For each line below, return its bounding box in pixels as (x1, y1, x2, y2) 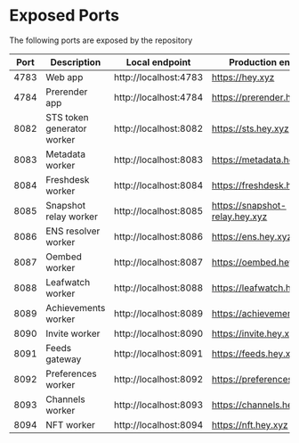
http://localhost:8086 (114, 230, 204, 242)
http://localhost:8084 (114, 179, 204, 192)
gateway (45, 353, 82, 365)
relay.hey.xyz (212, 210, 268, 223)
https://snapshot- (212, 199, 287, 211)
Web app (45, 70, 84, 83)
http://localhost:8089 (114, 307, 204, 319)
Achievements (45, 301, 106, 314)
